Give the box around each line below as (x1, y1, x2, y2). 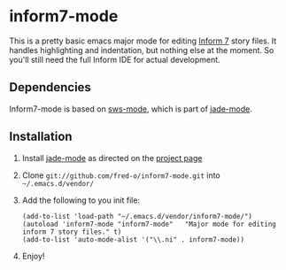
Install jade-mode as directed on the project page (21, 152, 203, 163)
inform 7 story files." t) (21, 228, 122, 236)
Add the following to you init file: (21, 195, 140, 205)
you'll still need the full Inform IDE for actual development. (9, 54, 220, 65)
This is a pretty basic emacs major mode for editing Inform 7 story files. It (9, 35, 277, 46)
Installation (9, 129, 73, 144)
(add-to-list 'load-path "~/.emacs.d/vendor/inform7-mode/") (21, 212, 253, 220)
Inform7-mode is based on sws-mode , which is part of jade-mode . (9, 104, 252, 114)
